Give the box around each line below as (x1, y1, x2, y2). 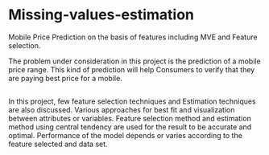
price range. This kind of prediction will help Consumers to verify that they (8, 64, 255, 74)
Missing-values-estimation (8, 6, 195, 24)
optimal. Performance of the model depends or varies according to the (8, 131, 243, 141)
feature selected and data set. (8, 139, 108, 149)
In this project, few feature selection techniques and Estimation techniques (8, 96, 256, 106)
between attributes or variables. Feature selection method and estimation (8, 114, 251, 124)
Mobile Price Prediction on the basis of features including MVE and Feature (8, 32, 258, 42)
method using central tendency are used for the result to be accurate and (8, 122, 252, 132)
